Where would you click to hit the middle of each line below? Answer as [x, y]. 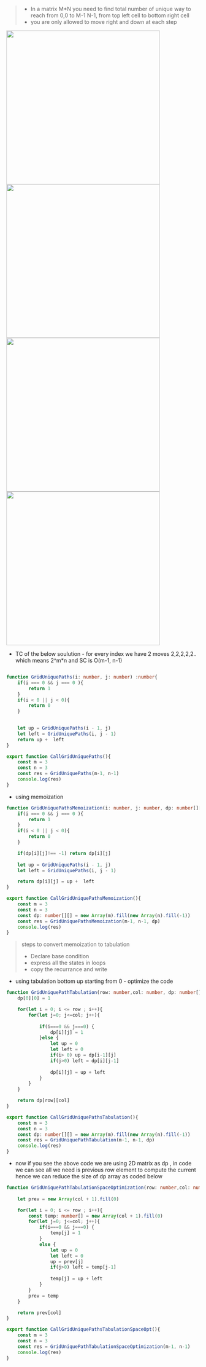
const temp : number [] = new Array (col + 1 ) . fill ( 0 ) [96, 1216]
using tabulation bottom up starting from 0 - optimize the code [94, 981]
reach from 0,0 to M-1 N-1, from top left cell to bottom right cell [110, 15]
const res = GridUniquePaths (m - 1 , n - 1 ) [68, 774]
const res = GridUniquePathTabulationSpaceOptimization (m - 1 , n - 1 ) [104, 1346]
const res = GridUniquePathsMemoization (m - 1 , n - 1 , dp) [89, 921]
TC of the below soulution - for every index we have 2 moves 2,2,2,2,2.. [106, 654]
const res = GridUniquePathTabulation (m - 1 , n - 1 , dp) [86, 1140]
